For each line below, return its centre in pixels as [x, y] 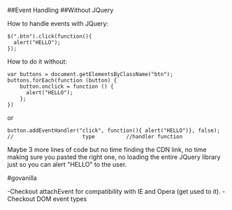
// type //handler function [95, 137]
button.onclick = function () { [67, 87]
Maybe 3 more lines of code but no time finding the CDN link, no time [107, 150]
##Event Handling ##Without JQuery [60, 10]
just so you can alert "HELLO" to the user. [67, 164]
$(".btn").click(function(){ [50, 36]
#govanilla [22, 178]
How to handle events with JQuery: [58, 23]
